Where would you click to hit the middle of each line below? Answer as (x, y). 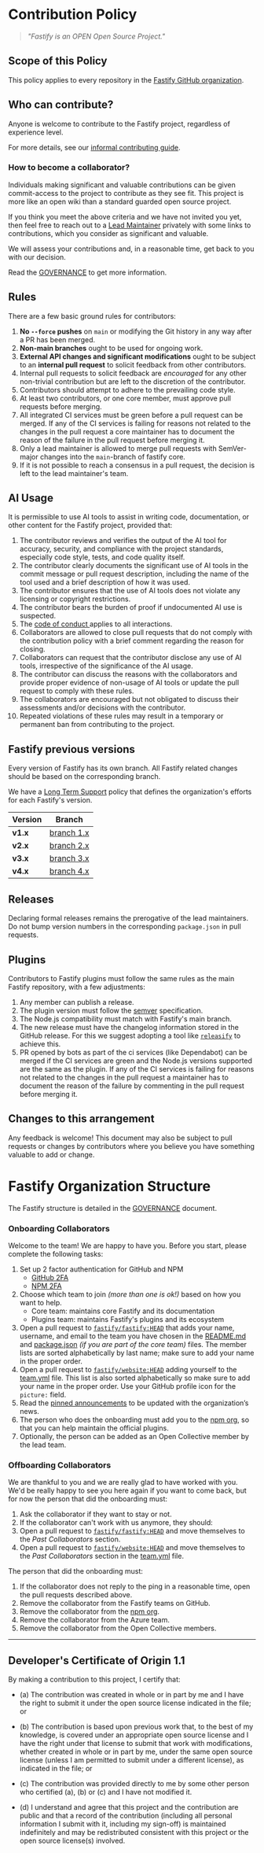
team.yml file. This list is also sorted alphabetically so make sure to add (135, 1378)
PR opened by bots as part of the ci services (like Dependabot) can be (133, 1052)
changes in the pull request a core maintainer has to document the (127, 431)
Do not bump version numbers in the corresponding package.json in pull (125, 927)
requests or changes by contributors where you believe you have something (132, 1146)
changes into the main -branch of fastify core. (113, 456)
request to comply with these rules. (77, 691)
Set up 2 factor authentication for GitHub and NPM (101, 1269)
